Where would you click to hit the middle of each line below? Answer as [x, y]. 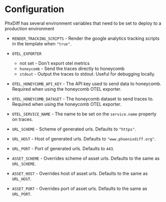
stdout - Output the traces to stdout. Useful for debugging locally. [88, 74]
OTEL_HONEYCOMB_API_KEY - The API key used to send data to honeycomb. [87, 84]
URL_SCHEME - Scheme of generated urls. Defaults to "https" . [74, 129]
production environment [30, 28]
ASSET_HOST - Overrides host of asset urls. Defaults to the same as [80, 173]
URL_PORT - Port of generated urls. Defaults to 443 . [63, 148]
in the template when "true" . [42, 43]
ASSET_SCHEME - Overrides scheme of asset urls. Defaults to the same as [86, 158]
